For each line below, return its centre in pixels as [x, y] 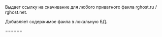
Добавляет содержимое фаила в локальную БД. [56, 22]
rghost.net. [16, 12]
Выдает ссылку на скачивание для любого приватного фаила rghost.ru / [81, 7]
